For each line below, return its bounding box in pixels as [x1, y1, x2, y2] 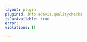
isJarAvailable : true [5, 16, 50, 21]
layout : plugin [5, 7, 36, 12]
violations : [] [5, 25, 36, 30]
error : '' [5, 21, 26, 26]
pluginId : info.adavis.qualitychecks [5, 12, 83, 17]
